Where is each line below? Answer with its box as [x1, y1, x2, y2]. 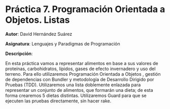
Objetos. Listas [5, 14, 70, 26]
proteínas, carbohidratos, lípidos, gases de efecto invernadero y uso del [5, 66, 156, 72]
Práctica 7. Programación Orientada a [5, 4, 165, 15]
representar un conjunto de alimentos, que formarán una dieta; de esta [5, 87, 153, 93]
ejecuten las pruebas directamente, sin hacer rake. [5, 97, 112, 104]
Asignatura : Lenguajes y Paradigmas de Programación [5, 40, 120, 46]
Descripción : [5, 50, 33, 57]
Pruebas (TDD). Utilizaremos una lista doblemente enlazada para [5, 82, 141, 88]
